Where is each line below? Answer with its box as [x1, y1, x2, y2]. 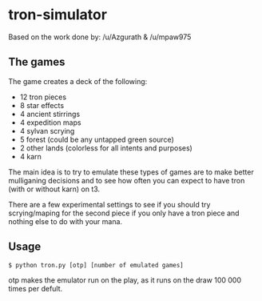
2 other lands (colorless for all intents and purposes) [19, 142, 193, 153]
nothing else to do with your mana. [8, 216, 122, 226]
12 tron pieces [19, 92, 66, 102]
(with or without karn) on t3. [8, 184, 101, 194]
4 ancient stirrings [19, 109, 81, 118]
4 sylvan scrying [19, 126, 75, 135]
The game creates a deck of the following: [8, 76, 148, 86]
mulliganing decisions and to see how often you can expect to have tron [8, 175, 245, 185]
